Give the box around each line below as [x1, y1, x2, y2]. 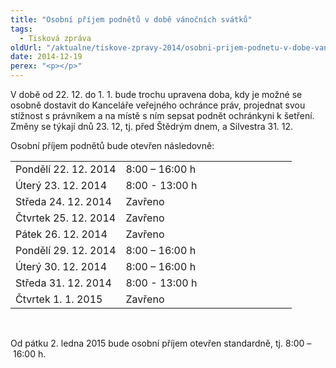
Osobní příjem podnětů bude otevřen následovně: [10, 140, 215, 151]
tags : [10, 24, 33, 34]
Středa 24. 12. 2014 [15, 195, 112, 208]
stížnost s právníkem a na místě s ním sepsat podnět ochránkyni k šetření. [10, 110, 315, 121]
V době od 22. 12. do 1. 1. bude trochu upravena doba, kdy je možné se [10, 89, 303, 100]
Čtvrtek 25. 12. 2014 [15, 211, 117, 225]
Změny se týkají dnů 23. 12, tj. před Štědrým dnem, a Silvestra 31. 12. [10, 121, 294, 132]
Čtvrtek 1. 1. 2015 [15, 292, 103, 306]
